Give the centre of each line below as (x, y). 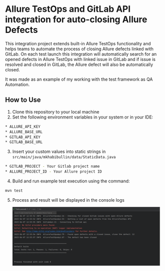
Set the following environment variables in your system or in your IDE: (82, 117)
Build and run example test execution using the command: (71, 181)
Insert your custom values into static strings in (59, 151)
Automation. (17, 84)
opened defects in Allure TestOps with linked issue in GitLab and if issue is (80, 59)
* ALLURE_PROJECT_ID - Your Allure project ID (54, 172)
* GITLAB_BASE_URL (24, 142)
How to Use (23, 100)
